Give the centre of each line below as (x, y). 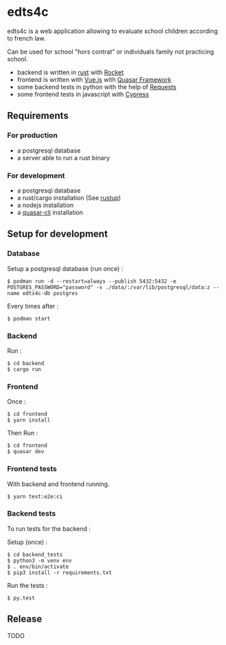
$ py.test (21, 598)
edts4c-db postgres (50, 293)
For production (33, 135)
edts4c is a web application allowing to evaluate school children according (113, 31)
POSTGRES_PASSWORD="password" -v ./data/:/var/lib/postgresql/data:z (109, 287)
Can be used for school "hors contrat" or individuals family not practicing (111, 52)
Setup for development (57, 234)
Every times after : (33, 306)
